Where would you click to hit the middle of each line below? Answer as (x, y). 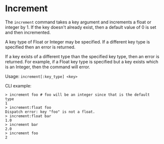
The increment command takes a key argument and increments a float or (78, 22)
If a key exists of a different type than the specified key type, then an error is (82, 56)
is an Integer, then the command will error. (48, 67)
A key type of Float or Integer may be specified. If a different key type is (78, 41)
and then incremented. (28, 32)
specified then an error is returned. (40, 47)
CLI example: (18, 85)
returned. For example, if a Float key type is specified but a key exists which (82, 62)
